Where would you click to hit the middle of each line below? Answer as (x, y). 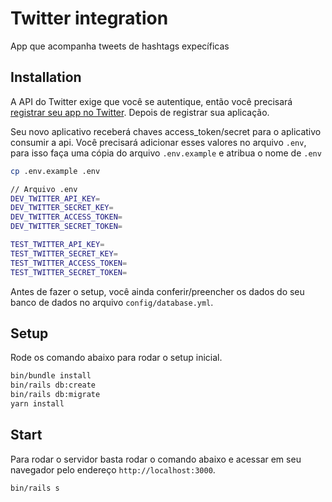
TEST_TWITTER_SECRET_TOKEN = (69, 272)
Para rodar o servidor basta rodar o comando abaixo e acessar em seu (156, 459)
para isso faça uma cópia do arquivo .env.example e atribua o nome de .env (166, 153)
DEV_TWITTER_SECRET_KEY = (62, 208)
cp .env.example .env (55, 171)
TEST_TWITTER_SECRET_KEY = (64, 253)
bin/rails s (35, 488)
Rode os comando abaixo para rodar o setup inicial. (116, 358)
